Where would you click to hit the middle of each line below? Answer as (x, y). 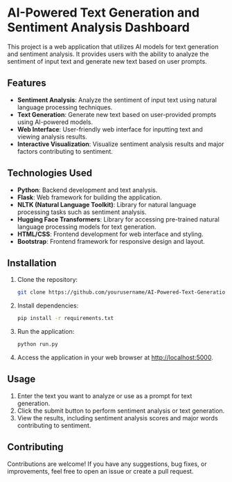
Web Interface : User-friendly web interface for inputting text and (110, 129)
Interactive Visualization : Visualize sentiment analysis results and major (121, 144)
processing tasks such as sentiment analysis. (82, 212)
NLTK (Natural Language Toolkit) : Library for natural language (107, 204)
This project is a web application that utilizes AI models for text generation (113, 46)
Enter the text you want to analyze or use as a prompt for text (105, 395)
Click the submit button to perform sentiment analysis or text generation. (121, 411)
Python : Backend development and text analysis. (87, 190)
